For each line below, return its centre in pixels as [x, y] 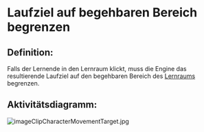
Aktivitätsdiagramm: [52, 105]
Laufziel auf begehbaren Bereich [102, 13]
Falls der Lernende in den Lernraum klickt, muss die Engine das [97, 69]
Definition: [30, 52]
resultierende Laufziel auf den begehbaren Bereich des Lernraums [101, 76]
